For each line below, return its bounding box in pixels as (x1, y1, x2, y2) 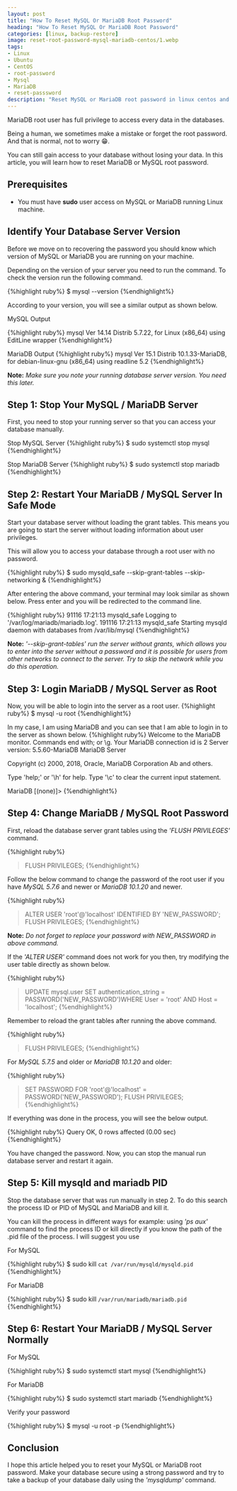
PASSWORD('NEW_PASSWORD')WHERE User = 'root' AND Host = (24, 994, 218, 1004)
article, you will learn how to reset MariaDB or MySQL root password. (7, 158, 209, 167)
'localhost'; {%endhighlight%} (24, 1002, 113, 1011)
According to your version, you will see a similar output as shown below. (7, 301, 218, 309)
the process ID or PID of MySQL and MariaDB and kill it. (7, 1203, 170, 1212)
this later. (7, 378, 35, 387)
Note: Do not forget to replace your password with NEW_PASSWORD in (7, 931, 216, 940)
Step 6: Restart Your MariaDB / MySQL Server (7, 1323, 212, 1335)
